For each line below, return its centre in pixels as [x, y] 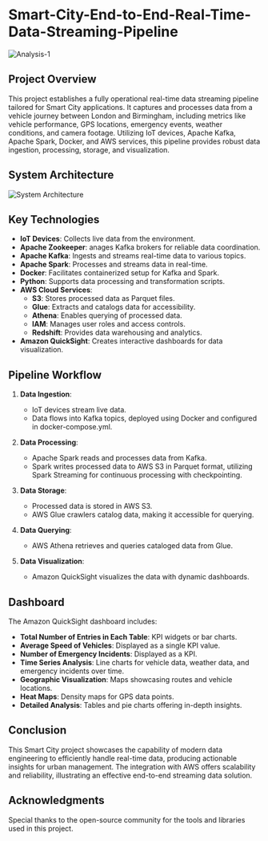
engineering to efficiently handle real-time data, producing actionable [123, 758]
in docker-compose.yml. [72, 427]
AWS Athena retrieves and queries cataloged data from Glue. [132, 546]
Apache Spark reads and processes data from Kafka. [119, 458]
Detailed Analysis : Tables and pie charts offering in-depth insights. [131, 705]
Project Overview [52, 79]
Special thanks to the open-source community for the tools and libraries [127, 819]
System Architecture [61, 175]
